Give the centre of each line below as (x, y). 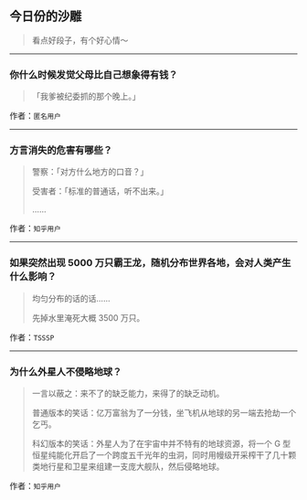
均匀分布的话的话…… (71, 298)
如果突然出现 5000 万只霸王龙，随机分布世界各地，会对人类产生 (150, 263)
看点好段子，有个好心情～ (80, 40)
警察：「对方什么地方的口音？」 (90, 172)
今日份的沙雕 (46, 16)
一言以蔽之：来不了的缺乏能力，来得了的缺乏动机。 (128, 393)
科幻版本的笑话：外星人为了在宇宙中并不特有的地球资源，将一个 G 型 (161, 443)
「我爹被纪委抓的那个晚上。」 (86, 96)
